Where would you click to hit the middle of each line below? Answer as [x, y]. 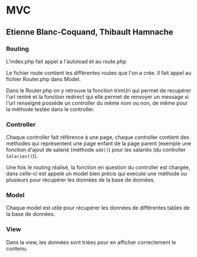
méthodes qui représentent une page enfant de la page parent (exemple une [99, 143]
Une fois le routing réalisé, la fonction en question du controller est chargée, [98, 168]
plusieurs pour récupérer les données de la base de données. [81, 180]
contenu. [17, 248]
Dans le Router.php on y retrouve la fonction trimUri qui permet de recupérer [99, 90]
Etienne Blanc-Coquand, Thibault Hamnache [90, 32]
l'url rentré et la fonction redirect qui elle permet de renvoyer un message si [98, 96]
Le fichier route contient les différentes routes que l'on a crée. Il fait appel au [99, 73]
